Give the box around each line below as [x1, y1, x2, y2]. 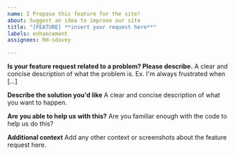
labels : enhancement [7, 30, 69, 37]
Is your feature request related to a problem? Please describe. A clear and [7, 62, 228, 71]
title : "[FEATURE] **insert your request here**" [7, 23, 157, 30]
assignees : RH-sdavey [7, 37, 71, 44]
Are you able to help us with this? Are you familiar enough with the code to [7, 112, 228, 121]
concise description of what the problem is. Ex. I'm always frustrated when [7, 70, 226, 78]
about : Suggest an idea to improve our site [7, 17, 141, 24]
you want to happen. [7, 98, 67, 107]
